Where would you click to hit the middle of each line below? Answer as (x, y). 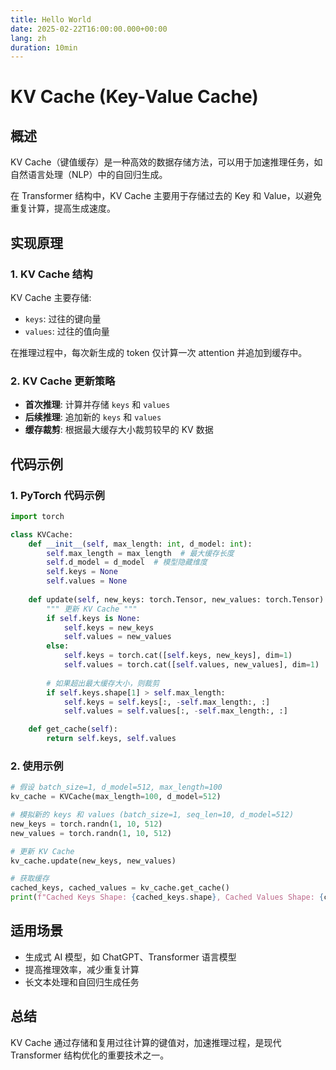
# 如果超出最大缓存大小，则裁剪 (103, 683)
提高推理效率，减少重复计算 (82, 969)
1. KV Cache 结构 (51, 274)
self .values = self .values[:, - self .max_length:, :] (175, 711)
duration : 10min (44, 47)
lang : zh (28, 38)
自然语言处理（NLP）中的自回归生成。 (89, 175)
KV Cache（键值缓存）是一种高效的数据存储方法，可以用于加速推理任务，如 (166, 162)
